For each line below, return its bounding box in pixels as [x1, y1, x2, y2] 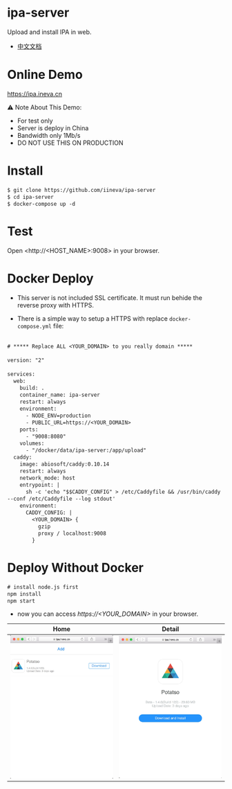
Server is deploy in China [17, 123, 89, 132]
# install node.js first [7, 583, 79, 590]
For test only [17, 116, 53, 125]
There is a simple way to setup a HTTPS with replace [17, 314, 168, 323]
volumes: [19, 440, 45, 447]
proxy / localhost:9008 [37, 530, 107, 537]
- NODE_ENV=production [25, 412, 91, 419]
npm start [7, 597, 36, 604]
